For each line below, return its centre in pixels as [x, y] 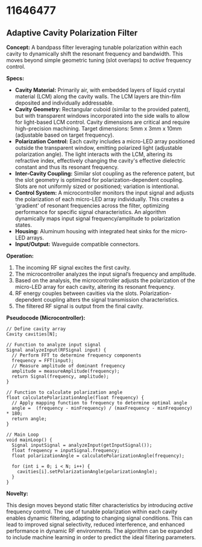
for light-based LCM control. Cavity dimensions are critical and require [103, 122]
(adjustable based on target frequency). [65, 135]
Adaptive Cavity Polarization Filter [72, 33]
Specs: [15, 78]
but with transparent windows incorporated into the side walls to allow [102, 116]
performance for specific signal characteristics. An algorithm [90, 212]
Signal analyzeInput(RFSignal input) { [56, 350]
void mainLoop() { [29, 440]
